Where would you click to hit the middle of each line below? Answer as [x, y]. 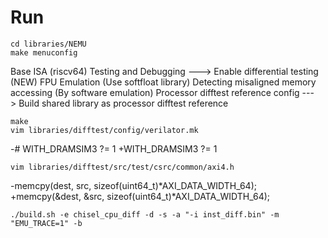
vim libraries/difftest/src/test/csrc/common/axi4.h [122, 167]
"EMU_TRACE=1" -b [46, 223]
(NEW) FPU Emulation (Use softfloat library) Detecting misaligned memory [163, 82]
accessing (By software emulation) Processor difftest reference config [155, 92]
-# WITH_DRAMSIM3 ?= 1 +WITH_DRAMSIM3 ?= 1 [114, 148]
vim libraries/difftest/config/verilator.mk [104, 130]
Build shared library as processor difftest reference [123, 103]
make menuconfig [44, 52]
